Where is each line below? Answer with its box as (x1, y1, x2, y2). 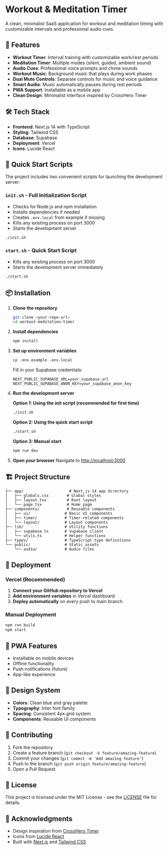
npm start (5, 628, 26, 633)
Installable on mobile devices (12, 655, 74, 661)
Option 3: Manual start (12, 438, 62, 444)
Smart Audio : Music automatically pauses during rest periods (12, 81, 143, 87)
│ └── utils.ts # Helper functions (5, 533, 106, 539)
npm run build (5, 622, 36, 628)
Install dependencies (12, 329, 59, 335)
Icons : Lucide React (12, 145, 55, 152)
